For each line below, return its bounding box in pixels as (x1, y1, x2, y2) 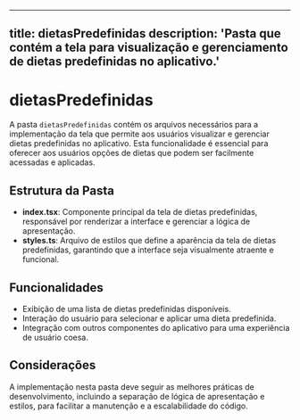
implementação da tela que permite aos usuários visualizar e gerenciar (9, 128, 270, 139)
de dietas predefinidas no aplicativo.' (9, 54, 221, 70)
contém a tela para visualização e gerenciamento (9, 40, 288, 55)
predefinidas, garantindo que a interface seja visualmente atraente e (21, 244, 274, 255)
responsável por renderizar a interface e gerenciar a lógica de (21, 216, 251, 227)
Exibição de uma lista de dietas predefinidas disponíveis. (21, 303, 231, 314)
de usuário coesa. (21, 332, 89, 342)
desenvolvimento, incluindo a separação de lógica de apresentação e (9, 391, 265, 401)
